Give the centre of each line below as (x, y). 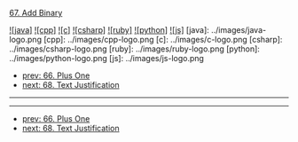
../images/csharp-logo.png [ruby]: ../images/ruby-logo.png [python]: (134, 49)
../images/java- (239, 30)
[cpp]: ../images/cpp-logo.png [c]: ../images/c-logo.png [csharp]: (163, 39)
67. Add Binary (36, 13)
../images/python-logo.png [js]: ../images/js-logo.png (106, 58)
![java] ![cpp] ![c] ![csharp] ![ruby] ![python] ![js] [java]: (110, 30)
